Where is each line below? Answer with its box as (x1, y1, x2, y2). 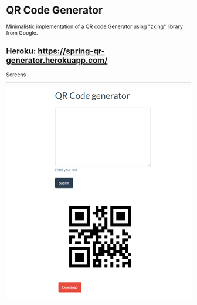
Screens (6, 71, 26, 78)
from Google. (6, 29, 38, 36)
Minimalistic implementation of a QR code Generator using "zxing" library (6, 23, 184, 30)
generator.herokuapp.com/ (6, 55, 108, 65)
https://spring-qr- (38, 46, 106, 56)
